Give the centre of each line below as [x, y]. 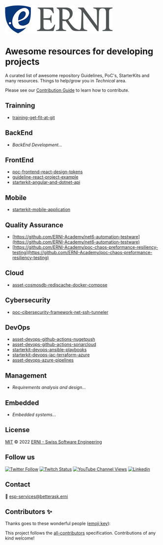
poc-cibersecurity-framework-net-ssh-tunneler [60, 312]
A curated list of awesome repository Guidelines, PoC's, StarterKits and [77, 75]
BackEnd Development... [37, 145]
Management [26, 376]
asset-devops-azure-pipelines [43, 360]
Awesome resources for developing [79, 52]
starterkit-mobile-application [41, 209]
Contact [18, 484]
